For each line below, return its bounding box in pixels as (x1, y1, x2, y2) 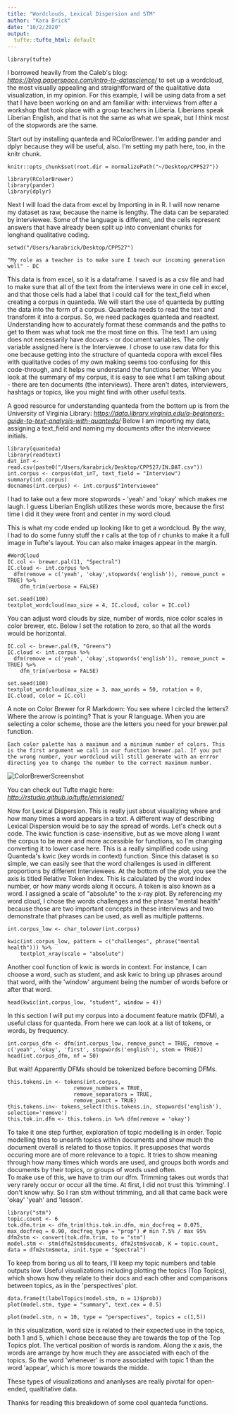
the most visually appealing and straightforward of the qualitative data (7, 83, 211, 92)
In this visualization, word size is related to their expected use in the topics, (7, 1326, 225, 1335)
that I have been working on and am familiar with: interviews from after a (7, 98, 218, 107)
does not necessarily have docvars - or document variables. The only (7, 335, 209, 344)
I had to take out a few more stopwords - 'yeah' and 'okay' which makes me (7, 495, 228, 503)
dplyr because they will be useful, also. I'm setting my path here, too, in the (7, 142, 225, 151)
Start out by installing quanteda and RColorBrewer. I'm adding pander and (7, 135, 222, 144)
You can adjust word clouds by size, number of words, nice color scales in (7, 614, 223, 623)
